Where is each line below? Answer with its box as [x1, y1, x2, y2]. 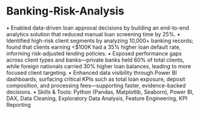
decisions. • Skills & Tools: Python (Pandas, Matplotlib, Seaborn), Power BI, [6, 88, 194, 95]
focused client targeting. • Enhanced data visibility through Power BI [6, 69, 178, 76]
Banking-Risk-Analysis [6, 4, 124, 18]
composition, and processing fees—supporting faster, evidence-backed [6, 81, 186, 89]
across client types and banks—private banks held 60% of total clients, [6, 56, 185, 63]
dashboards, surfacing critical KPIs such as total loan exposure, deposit [6, 75, 185, 83]
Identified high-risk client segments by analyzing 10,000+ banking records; [6, 37, 194, 44]
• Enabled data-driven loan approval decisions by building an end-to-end [6, 24, 190, 31]
